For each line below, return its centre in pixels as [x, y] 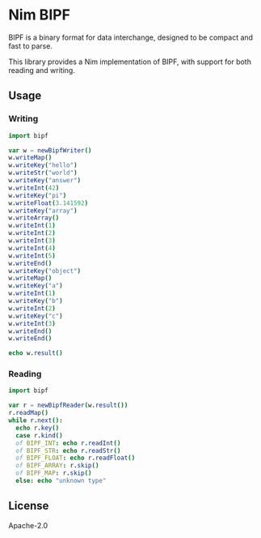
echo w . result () [36, 353]
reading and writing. [42, 70]
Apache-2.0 [28, 525]
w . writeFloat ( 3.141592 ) [48, 203]
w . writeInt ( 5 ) [32, 256]
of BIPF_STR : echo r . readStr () [68, 450]
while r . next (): [36, 421]
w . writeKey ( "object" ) [45, 271]
